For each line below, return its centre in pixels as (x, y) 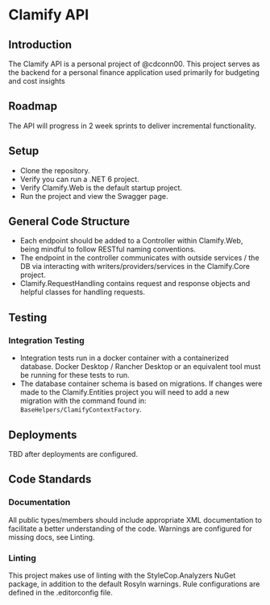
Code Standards (50, 480)
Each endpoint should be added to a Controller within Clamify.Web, (131, 241)
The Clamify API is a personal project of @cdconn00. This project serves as (134, 64)
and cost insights (37, 81)
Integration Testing (46, 340)
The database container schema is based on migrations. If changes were (141, 383)
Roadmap (33, 106)
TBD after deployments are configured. (73, 454)
